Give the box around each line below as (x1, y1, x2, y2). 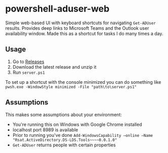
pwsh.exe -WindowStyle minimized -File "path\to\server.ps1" (5, 84, 137, 89)
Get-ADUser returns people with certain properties (12, 142, 116, 148)
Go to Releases (12, 59, 45, 65)
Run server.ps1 (12, 69, 45, 75)
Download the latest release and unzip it (12, 64, 97, 70)
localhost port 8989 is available (12, 127, 78, 133)
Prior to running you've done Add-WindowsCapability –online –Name (12, 132, 153, 138)
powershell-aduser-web (5, 3, 110, 15)
